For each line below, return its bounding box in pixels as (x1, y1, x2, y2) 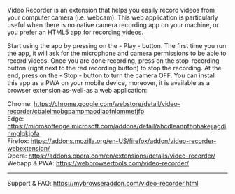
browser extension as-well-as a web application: (7, 87, 148, 94)
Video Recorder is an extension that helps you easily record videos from (7, 6, 215, 14)
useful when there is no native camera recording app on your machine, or (7, 21, 219, 29)
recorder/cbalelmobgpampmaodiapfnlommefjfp (7, 107, 145, 115)
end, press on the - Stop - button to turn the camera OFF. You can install (7, 71, 216, 80)
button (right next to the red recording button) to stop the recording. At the (7, 64, 222, 72)
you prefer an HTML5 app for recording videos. (7, 28, 143, 36)
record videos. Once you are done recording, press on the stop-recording (7, 57, 220, 65)
